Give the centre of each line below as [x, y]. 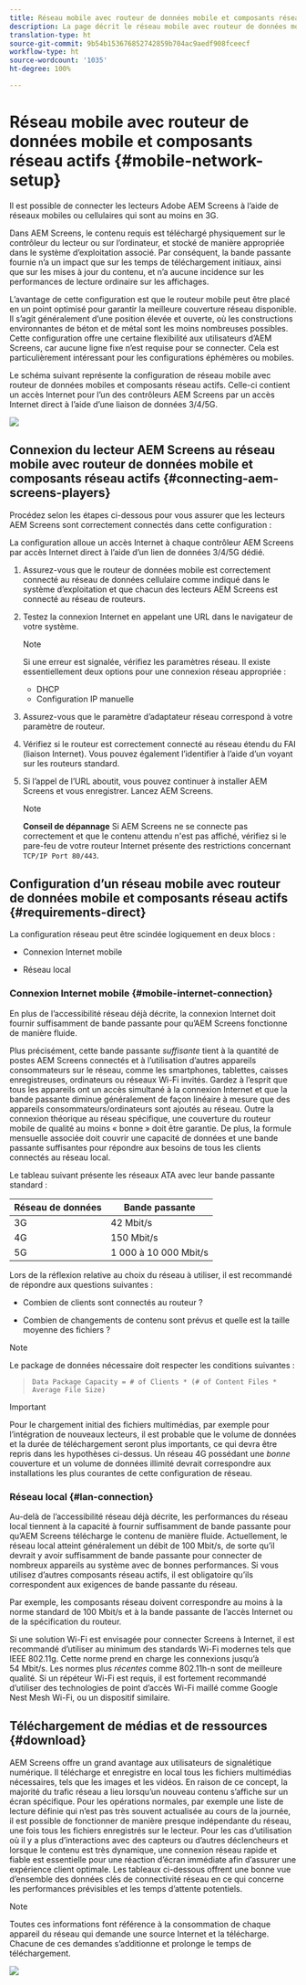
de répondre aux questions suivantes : [81, 1284]
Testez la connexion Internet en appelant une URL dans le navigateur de [158, 617]
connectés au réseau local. [60, 1157]
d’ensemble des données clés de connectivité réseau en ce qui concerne [147, 1879]
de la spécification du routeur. [66, 1621]
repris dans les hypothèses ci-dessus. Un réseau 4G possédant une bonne [150, 1453]
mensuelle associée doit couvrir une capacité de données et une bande [144, 1137]
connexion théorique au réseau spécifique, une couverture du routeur [140, 1118]
